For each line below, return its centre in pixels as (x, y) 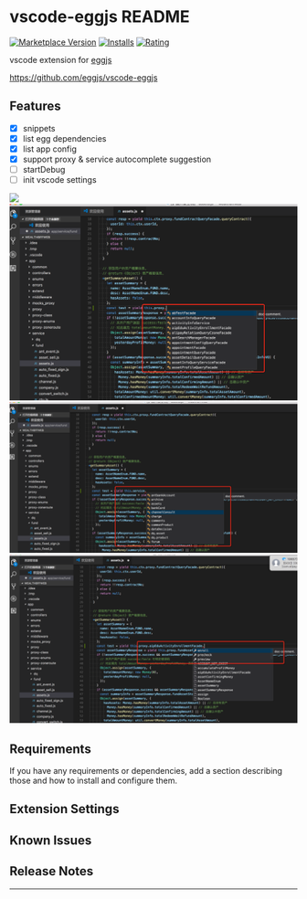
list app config (50, 149)
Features (35, 106)
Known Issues (51, 840)
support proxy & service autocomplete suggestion (117, 159)
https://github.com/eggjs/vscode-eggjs (84, 77)
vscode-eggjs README (100, 17)
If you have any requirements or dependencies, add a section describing (146, 771)
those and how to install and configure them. (94, 781)
